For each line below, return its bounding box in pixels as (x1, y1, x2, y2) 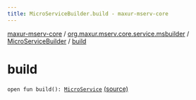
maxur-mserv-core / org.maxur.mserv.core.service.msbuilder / (7, 29, 190, 38)
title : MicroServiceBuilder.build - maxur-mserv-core (7, 10, 169, 17)
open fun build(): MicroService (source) (7, 85, 129, 93)
